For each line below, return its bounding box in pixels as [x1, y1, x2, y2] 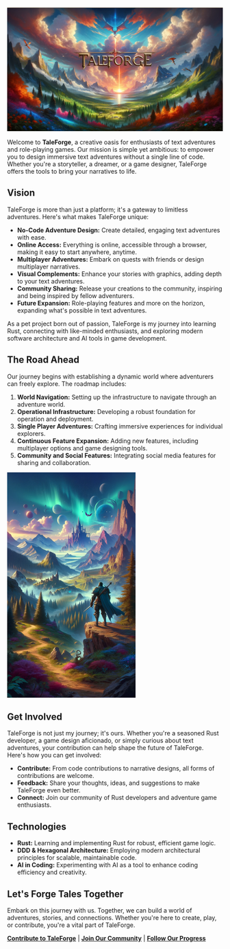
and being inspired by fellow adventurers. [16, 291, 135, 299]
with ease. [16, 233, 47, 241]
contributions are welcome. [16, 772, 94, 780]
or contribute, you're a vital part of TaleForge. [7, 921, 136, 929]
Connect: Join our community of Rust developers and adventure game [16, 794, 217, 802]
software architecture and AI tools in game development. [7, 334, 168, 342]
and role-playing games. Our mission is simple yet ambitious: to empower [7, 145, 214, 153]
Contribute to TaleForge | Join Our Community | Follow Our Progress [7, 935, 207, 943]
